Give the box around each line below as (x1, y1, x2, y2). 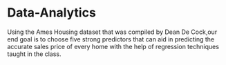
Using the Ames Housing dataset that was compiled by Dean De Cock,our (7, 28, 218, 36)
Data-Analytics (7, 5, 97, 21)
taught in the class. (7, 50, 62, 58)
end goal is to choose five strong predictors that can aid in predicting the (7, 35, 215, 43)
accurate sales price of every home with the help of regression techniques (7, 42, 220, 50)
